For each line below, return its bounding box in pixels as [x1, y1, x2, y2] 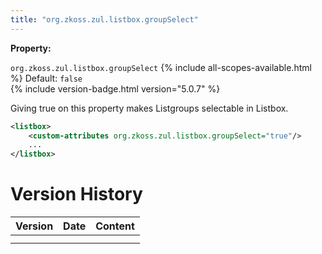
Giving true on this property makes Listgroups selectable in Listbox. [10, 102, 289, 114]
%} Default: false [10, 72, 83, 84]
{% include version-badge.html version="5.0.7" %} [10, 82, 221, 95]
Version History [10, 183, 143, 206]
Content [95, 219, 135, 233]
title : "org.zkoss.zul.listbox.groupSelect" [10, 14, 199, 25]
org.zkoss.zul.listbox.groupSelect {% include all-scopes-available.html [10, 61, 312, 73]
